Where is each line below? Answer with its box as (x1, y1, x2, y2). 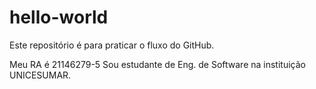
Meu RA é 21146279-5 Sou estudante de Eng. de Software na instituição (9, 58, 306, 70)
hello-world (9, 6, 109, 29)
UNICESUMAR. (9, 69, 72, 81)
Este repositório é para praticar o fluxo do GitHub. (9, 39, 215, 51)
